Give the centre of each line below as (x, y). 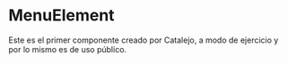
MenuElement (61, 16)
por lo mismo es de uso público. (68, 49)
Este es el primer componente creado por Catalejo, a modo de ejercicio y (144, 40)
